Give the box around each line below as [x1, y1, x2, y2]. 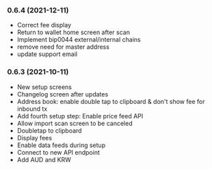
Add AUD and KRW [16, 155, 72, 164]
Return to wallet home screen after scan [16, 28, 130, 36]
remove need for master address [16, 43, 109, 51]
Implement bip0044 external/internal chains [16, 36, 142, 44]
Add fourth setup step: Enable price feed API [16, 112, 144, 120]
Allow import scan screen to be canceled [16, 119, 133, 127]
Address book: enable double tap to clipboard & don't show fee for [16, 97, 205, 105]
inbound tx [16, 105, 48, 113]
